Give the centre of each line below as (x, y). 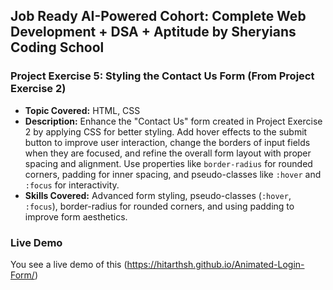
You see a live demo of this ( (69, 264)
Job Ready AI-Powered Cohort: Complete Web (158, 16)
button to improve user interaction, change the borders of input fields (167, 142)
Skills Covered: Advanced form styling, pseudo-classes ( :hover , (158, 195)
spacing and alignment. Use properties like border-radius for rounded (168, 163)
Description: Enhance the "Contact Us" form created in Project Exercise (173, 121)
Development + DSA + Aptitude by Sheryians (153, 32)
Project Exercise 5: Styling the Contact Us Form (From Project (162, 76)
